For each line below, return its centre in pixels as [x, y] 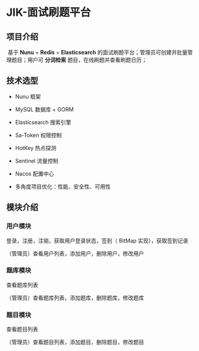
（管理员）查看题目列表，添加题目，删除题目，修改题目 [75, 342]
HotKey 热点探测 [35, 148]
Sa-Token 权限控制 [38, 135]
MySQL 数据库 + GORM [44, 109]
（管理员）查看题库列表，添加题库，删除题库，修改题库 [75, 298]
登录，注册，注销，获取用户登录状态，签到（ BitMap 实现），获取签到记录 [97, 240]
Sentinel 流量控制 [37, 160]
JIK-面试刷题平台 [49, 12]
